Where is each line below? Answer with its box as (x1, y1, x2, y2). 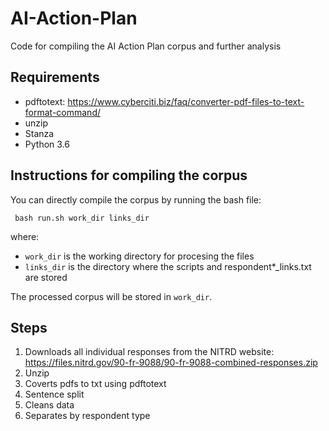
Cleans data (24, 399, 75, 411)
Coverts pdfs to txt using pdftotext (24, 378, 167, 390)
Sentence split (24, 388, 85, 401)
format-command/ (24, 106, 101, 118)
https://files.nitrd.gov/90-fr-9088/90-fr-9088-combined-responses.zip (24, 357, 318, 369)
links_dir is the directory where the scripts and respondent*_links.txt (24, 260, 312, 272)
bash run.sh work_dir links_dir (14, 213, 150, 223)
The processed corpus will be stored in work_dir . (10, 290, 213, 302)
